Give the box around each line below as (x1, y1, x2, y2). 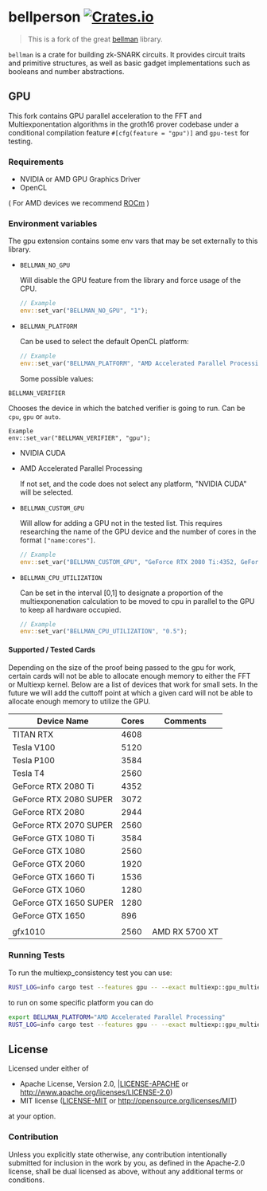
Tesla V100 (12, 742, 56, 753)
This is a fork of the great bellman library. (27, 34, 163, 44)
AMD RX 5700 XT (152, 926, 219, 937)
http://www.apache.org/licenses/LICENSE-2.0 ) (19, 1087, 173, 1097)
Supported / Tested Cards (8, 644, 95, 654)
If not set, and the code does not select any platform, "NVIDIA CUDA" (19, 479, 247, 488)
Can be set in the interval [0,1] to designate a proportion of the (19, 588, 224, 597)
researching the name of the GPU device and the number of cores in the (19, 527, 257, 536)
